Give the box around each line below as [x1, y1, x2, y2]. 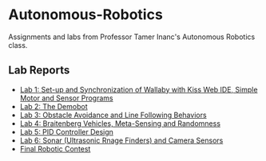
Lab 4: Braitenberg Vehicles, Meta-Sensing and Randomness [19, 118, 221, 128]
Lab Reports [8, 64, 70, 77]
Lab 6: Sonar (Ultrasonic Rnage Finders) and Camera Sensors [19, 135, 224, 145]
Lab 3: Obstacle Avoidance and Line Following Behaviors [19, 110, 207, 120]
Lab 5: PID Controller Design [19, 127, 114, 136]
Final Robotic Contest [19, 143, 91, 153]
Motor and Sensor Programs [19, 93, 113, 103]
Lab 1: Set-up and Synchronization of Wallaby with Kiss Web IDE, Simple [19, 84, 258, 94]
